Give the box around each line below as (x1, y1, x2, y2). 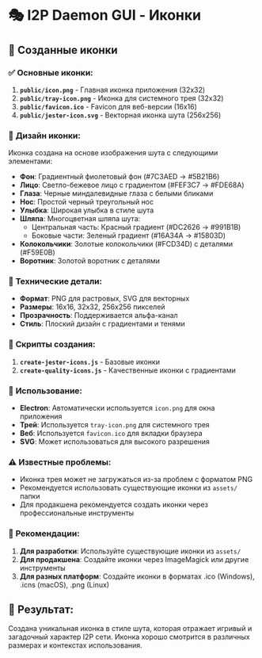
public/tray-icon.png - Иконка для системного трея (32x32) (19, 93, 224, 103)
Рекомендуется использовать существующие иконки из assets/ (19, 483, 238, 492)
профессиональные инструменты (19, 508, 135, 518)
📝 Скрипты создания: (8, 339, 96, 350)
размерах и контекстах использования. (8, 641, 142, 650)
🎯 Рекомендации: (8, 528, 81, 539)
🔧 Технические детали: (8, 276, 103, 287)
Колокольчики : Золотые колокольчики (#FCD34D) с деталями (19, 239, 234, 249)
